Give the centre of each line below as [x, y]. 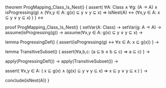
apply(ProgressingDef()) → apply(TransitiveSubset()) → [62, 61]
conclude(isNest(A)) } [27, 80]
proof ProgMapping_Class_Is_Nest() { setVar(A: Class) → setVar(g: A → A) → [83, 27]
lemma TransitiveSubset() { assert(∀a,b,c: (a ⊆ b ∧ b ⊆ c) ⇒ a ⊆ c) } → [78, 52]
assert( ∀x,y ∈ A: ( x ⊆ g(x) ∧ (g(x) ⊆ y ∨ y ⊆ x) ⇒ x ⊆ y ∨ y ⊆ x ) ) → [76, 71]
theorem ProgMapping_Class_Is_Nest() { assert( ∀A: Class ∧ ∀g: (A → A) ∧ [81, 7]
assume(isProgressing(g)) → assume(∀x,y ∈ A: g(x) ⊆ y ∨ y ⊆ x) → [74, 32]
